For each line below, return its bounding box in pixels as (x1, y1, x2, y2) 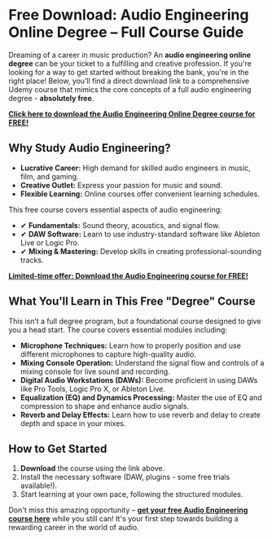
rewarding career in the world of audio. (8, 523, 140, 533)
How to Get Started (8, 441, 107, 455)
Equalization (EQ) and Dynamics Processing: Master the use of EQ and (20, 393, 262, 402)
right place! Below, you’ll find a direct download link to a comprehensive (8, 76, 250, 86)
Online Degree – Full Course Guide (8, 23, 244, 42)
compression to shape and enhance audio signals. (20, 401, 190, 410)
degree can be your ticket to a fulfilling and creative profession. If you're (8, 59, 252, 68)
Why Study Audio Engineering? (8, 141, 171, 156)
